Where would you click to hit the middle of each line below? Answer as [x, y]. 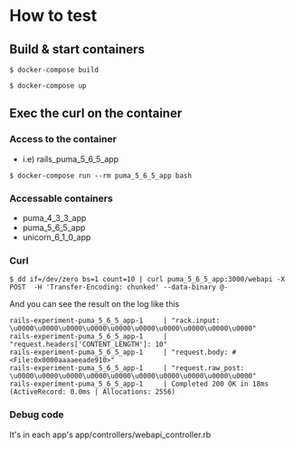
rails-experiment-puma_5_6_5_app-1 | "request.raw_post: [127, 368]
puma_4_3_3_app [54, 217]
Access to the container [63, 139]
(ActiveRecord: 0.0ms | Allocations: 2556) [93, 392]
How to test [53, 16]
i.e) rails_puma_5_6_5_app [71, 158]
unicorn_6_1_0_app [57, 237]
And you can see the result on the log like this [95, 304]
